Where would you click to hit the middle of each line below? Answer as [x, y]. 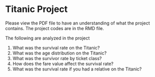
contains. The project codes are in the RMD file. [55, 28]
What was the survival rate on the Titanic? [56, 47]
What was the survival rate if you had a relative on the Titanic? [77, 69]
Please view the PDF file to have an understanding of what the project [77, 23]
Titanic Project [36, 9]
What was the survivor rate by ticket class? [57, 58]
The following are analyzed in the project [48, 38]
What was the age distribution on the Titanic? [59, 53]
